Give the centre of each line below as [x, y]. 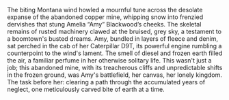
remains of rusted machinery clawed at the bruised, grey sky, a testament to [114, 31]
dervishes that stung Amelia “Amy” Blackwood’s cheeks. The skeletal [104, 24]
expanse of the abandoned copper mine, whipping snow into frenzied [105, 17]
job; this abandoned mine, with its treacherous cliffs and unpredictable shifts [115, 68]
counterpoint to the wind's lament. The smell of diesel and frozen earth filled [115, 53]
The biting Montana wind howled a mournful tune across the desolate [105, 10]
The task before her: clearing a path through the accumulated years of [106, 82]
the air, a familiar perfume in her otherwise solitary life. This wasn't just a [109, 60]
